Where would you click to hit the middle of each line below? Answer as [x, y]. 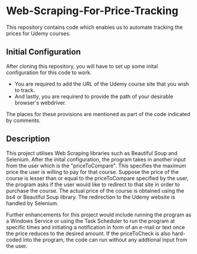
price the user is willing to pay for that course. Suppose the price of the [93, 171]
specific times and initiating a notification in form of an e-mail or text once [96, 227]
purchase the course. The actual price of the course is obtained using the [95, 190]
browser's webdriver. [40, 103]
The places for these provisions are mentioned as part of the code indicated [98, 114]
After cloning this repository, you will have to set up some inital [82, 66]
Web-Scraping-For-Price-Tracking [92, 11]
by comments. [24, 120]
